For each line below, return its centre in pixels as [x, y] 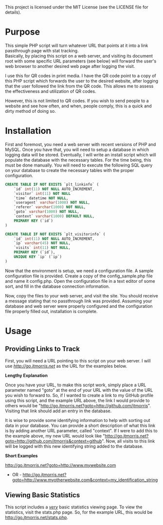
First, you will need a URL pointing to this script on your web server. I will [78, 360]
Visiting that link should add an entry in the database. [58, 411]
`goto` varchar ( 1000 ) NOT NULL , [46, 212]
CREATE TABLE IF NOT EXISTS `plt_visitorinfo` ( [55, 234]
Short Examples [21, 456]
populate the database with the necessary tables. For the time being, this [78, 160]
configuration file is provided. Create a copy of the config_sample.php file [79, 276]
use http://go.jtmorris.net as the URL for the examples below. [66, 366]
